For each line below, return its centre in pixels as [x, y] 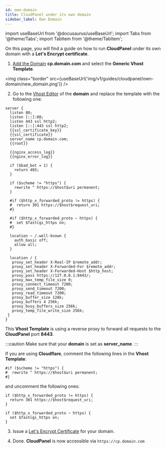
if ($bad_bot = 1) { [31, 166]
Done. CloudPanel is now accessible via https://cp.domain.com [78, 441]
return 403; [27, 170]
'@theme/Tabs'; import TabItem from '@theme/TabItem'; [64, 39]
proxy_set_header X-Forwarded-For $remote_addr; [64, 267]
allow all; [26, 245]
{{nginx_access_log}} [32, 152]
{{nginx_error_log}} [31, 157]
